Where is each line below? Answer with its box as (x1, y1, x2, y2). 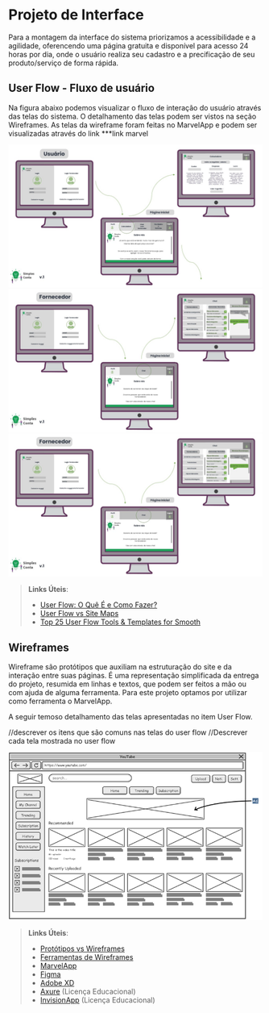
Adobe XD (39, 978, 75, 987)
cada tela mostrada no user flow (8, 736, 116, 746)
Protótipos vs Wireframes (39, 944, 125, 953)
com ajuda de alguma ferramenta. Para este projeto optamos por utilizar (8, 688, 247, 698)
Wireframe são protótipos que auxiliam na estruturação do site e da (8, 662, 232, 672)
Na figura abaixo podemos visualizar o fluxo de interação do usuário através (8, 102, 262, 112)
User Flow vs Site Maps (39, 609, 119, 619)
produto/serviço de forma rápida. (8, 58, 119, 68)
